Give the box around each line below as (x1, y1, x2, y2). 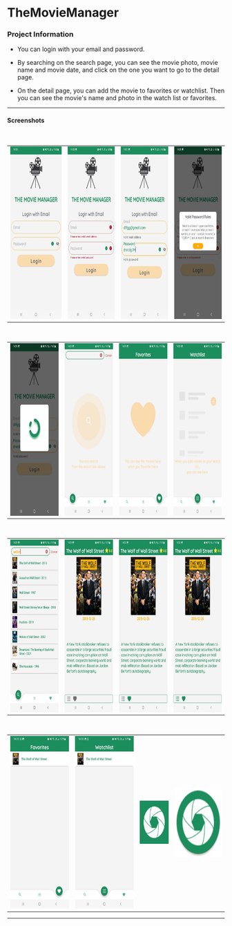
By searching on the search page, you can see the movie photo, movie (17, 59, 219, 67)
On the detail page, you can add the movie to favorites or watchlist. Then (17, 86, 225, 95)
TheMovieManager (7, 5, 119, 21)
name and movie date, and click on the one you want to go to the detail (17, 66, 220, 74)
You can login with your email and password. (17, 45, 145, 53)
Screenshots (7, 116, 45, 125)
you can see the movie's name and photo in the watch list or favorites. (17, 94, 217, 102)
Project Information (7, 30, 74, 39)
